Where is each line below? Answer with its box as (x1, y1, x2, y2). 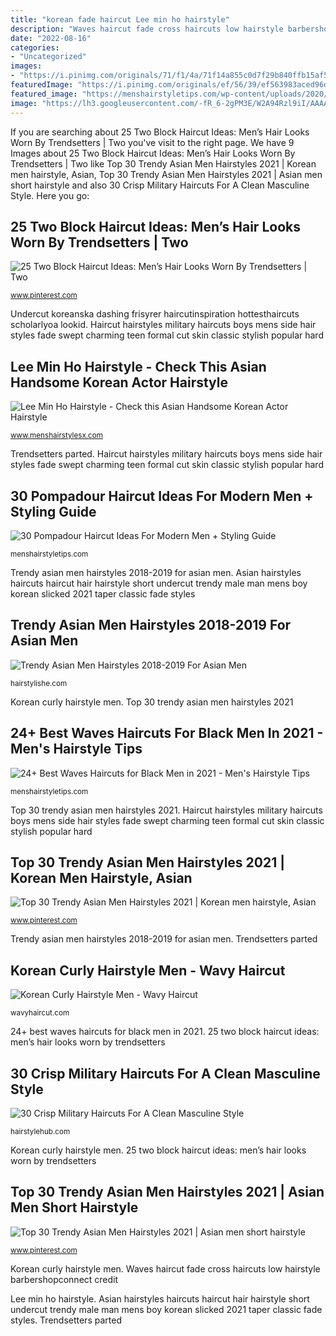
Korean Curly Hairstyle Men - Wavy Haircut (10, 962, 286, 979)
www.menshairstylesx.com (10, 431, 103, 441)
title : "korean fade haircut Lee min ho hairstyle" (10, 14, 230, 25)
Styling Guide (10, 503, 97, 520)
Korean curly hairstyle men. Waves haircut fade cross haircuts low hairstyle (10, 1262, 321, 1275)
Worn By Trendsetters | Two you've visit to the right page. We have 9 (10, 136, 295, 148)
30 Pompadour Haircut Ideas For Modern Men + (10, 487, 314, 505)
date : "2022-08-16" (10, 33, 92, 43)
